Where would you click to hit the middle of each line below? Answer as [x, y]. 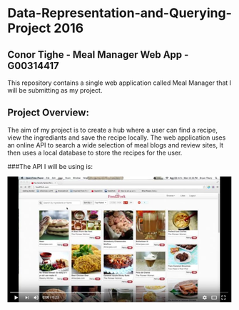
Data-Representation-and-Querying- [119, 13]
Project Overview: [48, 113]
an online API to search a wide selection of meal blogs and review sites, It [115, 145]
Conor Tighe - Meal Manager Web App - [98, 55]
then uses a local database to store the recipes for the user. [95, 153]
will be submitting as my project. [55, 90]
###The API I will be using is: [50, 166]
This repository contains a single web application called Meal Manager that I [119, 83]
